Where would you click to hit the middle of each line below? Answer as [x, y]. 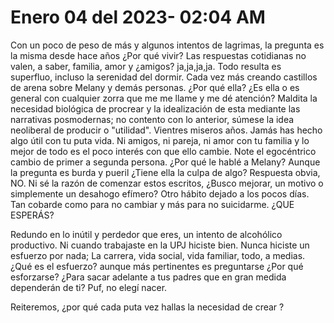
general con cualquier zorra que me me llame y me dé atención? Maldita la [164, 98]
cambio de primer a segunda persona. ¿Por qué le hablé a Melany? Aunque [165, 162]
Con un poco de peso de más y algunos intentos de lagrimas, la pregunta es [167, 45]
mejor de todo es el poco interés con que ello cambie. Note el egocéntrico [163, 151]
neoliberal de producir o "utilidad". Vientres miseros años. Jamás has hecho [166, 130]
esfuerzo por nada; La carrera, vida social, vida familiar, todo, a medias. [158, 255]
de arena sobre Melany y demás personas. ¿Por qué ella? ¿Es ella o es [155, 87]
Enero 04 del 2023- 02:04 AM [138, 17]
